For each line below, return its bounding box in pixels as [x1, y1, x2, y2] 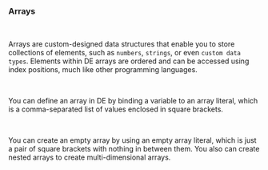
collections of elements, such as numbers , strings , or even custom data [8, 48, 242, 58]
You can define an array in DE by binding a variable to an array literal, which [8, 96, 258, 106]
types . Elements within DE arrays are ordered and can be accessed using [8, 56, 250, 66]
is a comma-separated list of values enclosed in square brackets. [8, 104, 224, 114]
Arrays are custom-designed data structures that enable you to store [8, 39, 235, 49]
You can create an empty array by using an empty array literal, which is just [8, 136, 258, 145]
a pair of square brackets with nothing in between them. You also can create [8, 144, 260, 154]
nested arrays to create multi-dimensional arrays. [8, 152, 171, 162]
